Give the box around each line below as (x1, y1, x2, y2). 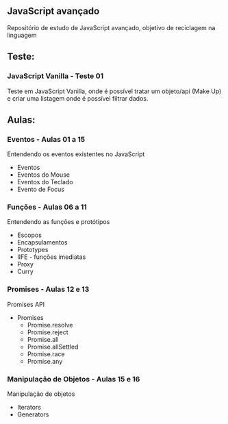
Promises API (7, 300, 45, 308)
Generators (16, 410, 49, 419)
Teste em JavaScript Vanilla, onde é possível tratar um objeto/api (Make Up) (7, 87, 222, 95)
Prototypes (16, 246, 49, 254)
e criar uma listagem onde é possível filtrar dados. (7, 94, 149, 102)
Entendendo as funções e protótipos (7, 218, 110, 226)
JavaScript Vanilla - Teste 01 (7, 71, 104, 81)
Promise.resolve (27, 321, 73, 329)
